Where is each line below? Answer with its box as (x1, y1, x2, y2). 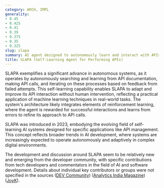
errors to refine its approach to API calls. (5, 112, 86, 118)
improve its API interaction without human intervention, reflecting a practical (5, 91, 158, 97)
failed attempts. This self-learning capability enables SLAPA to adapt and (5, 86, 152, 92)
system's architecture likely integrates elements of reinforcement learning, (5, 102, 155, 107)
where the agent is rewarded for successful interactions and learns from (5, 107, 150, 113)
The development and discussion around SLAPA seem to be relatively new (5, 152, 155, 158)
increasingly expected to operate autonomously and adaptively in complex (5, 137, 155, 143)
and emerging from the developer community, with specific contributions (5, 157, 152, 163)
